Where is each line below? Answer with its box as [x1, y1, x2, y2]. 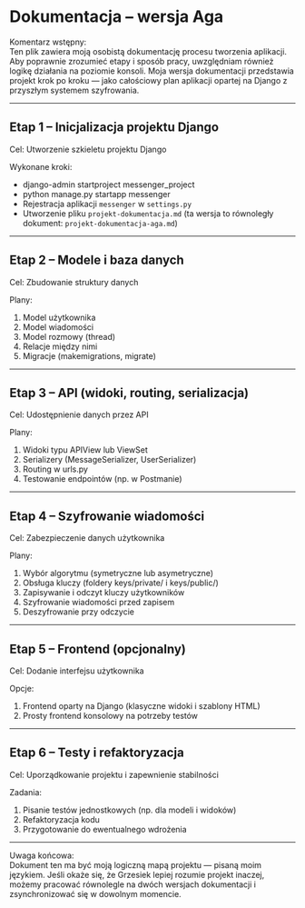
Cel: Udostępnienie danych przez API [9, 409, 149, 420]
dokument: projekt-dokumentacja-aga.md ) [22, 217, 179, 228]
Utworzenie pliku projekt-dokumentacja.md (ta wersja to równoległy [22, 207, 274, 219]
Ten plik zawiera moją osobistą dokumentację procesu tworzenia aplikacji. [9, 45, 288, 56]
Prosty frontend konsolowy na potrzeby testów [22, 711, 198, 721]
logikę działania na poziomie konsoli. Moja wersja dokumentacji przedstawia [9, 65, 295, 76]
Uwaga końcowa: [9, 850, 74, 861]
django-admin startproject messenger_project [22, 179, 195, 190]
